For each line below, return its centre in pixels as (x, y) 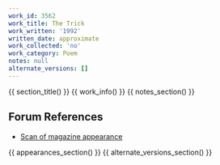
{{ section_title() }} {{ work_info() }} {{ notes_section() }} (102, 91)
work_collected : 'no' (45, 46)
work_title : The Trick (47, 23)
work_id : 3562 (32, 16)
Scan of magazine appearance (71, 136)
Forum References (56, 117)
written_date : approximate (54, 38)
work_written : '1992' (45, 31)
